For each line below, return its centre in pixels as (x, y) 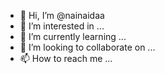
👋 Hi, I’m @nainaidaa (62, 15)
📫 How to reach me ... (66, 58)
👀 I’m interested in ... (62, 26)
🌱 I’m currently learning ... (73, 36)
